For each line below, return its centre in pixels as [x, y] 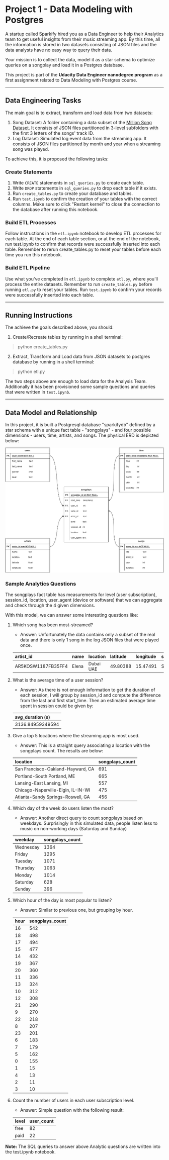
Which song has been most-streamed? [53, 625]
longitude [146, 656]
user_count [41, 1121]
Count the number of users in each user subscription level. [73, 1100]
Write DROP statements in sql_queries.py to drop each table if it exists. [85, 188]
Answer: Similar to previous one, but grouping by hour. [76, 910]
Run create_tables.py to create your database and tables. [73, 194]
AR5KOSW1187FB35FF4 [41, 666]
